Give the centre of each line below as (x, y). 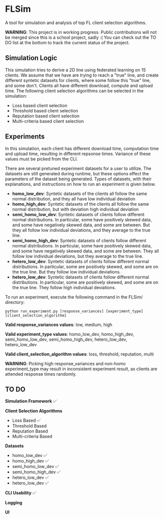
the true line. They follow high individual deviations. (64, 287)
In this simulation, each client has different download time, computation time (82, 148)
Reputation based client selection (46, 116)
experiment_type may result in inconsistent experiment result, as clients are (81, 369)
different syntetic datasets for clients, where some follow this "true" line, (78, 80)
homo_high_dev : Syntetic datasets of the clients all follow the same (81, 204)
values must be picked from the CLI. (42, 159)
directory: (15, 302)
